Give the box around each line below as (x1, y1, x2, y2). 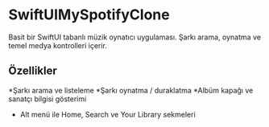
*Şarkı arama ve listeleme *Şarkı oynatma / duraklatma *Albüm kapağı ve (8, 85, 254, 95)
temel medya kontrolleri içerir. (8, 40, 107, 50)
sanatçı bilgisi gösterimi (8, 94, 87, 104)
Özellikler (8, 64, 58, 78)
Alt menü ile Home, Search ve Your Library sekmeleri (19, 109, 196, 119)
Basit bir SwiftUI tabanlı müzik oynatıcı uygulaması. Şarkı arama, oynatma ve (8, 32, 262, 42)
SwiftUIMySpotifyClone (8, 6, 171, 24)
